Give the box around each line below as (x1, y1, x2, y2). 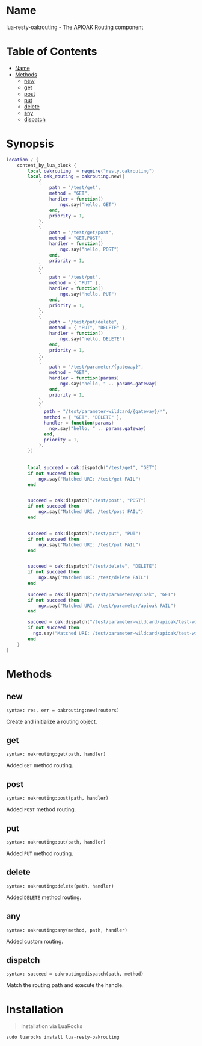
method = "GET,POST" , (49, 235, 103, 241)
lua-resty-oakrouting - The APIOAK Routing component (6, 23, 144, 31)
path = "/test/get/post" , (49, 229, 114, 235)
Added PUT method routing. (6, 850, 73, 857)
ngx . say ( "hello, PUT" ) (60, 291, 117, 297)
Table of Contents (6, 45, 97, 58)
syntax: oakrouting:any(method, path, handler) (6, 927, 128, 933)
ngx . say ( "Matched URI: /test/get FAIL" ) (38, 476, 141, 482)
